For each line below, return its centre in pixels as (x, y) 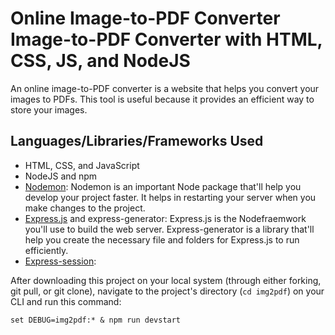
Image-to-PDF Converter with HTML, (166, 39)
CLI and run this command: (66, 301)
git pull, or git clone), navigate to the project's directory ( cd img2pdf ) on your (167, 291)
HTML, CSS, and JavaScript (82, 165)
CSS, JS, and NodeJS (100, 61)
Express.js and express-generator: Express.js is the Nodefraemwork (165, 218)
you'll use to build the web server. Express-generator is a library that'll (169, 229)
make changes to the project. (85, 208)
